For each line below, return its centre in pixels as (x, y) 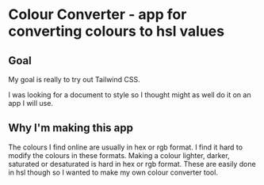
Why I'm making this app (71, 128)
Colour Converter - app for (98, 15)
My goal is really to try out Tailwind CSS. (74, 79)
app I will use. (31, 103)
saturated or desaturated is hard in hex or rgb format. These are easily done (132, 164)
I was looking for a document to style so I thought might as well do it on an (130, 95)
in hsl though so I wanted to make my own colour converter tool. (113, 172)
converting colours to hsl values (116, 31)
